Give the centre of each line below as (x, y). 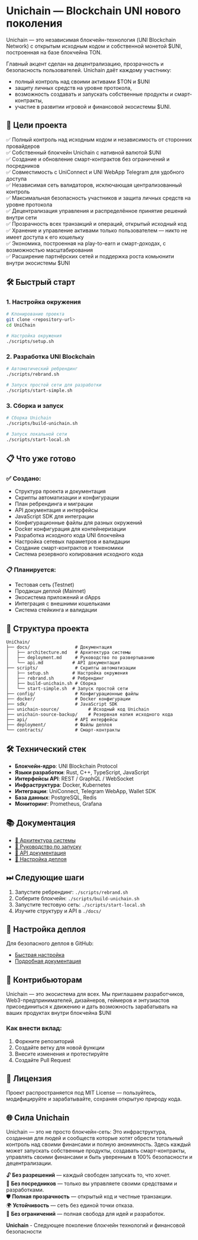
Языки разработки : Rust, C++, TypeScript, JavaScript (82, 772)
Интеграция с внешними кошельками (62, 603)
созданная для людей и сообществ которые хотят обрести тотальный (95, 1138)
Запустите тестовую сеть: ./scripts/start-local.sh (80, 904)
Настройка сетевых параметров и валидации (72, 541)
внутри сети (22, 218)
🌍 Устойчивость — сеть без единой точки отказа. (70, 1205)
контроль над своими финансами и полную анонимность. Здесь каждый (98, 1144)
